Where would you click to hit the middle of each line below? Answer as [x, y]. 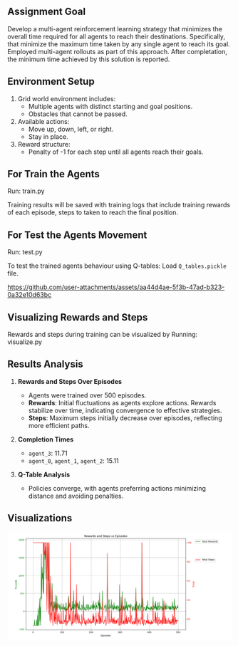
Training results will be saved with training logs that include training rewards [119, 205]
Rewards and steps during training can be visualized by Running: [103, 335]
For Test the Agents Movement [77, 235]
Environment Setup [51, 82]
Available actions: [43, 121]
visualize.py [25, 342]
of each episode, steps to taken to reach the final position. [93, 212]
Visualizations [40, 518]
